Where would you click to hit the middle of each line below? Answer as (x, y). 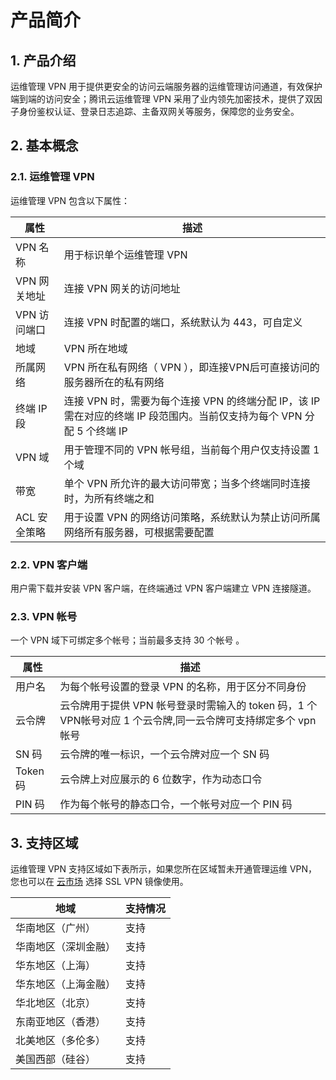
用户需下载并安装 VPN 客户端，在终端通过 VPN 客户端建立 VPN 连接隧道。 (163, 588)
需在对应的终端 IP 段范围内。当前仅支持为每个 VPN (183, 416)
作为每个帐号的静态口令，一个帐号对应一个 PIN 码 (176, 804)
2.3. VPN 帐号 (44, 616)
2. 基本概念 (44, 146)
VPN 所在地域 (95, 348)
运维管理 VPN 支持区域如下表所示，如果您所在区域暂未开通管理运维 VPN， (164, 869)
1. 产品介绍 (43, 60)
